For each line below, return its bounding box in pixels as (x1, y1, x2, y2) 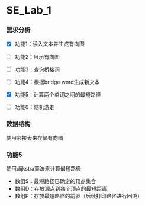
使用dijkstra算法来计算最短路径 (6, 165, 82, 172)
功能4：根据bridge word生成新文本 (14, 78, 100, 85)
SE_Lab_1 (6, 4, 51, 17)
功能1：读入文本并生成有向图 (14, 40, 85, 47)
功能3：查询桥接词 (14, 66, 60, 73)
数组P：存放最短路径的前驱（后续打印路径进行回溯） (14, 193, 143, 200)
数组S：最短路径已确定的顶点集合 (14, 178, 96, 185)
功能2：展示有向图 (14, 53, 60, 60)
